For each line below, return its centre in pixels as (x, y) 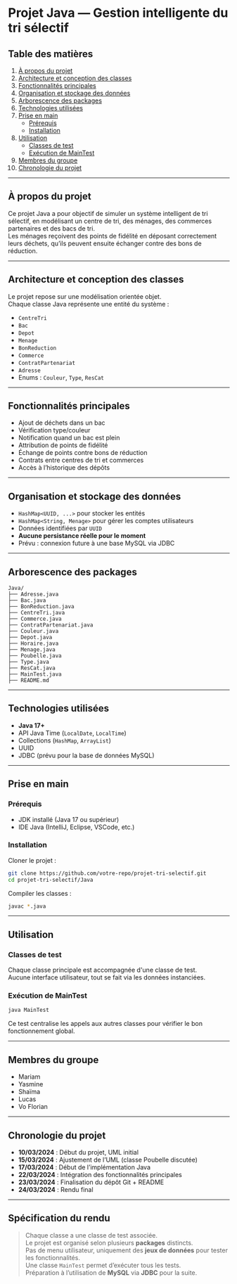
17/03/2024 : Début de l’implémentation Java (84, 1167)
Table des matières (51, 54)
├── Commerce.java (35, 619)
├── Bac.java (27, 601)
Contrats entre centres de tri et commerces (81, 460)
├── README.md (29, 681)
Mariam (29, 1077)
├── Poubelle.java (35, 656)
